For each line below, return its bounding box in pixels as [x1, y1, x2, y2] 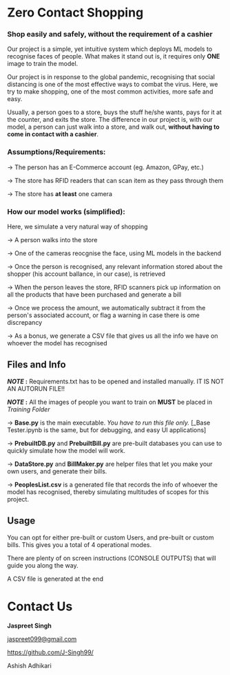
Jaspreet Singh [7, 621, 52, 630]
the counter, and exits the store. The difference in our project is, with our [7, 116, 213, 124]
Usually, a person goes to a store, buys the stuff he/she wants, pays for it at [7, 108, 222, 116]
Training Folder [7, 405, 50, 414]
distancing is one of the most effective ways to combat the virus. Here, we [7, 81, 218, 89]
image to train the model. [7, 60, 79, 68]
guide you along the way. [7, 561, 79, 569]
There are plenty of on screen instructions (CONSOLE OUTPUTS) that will [7, 554, 216, 562]
